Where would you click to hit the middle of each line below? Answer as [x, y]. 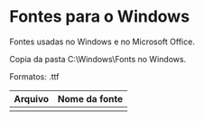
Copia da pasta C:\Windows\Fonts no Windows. [98, 59]
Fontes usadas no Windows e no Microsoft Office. [102, 42]
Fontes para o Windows [100, 17]
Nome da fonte [90, 98]
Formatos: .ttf [34, 76]
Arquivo [32, 98]
